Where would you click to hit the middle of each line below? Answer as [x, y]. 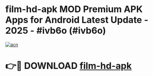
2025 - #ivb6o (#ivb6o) [56, 31]
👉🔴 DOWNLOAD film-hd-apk [69, 66]
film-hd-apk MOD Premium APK [74, 9]
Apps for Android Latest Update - [77, 20]
